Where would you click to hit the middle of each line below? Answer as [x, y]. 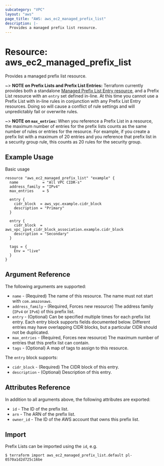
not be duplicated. [31, 332]
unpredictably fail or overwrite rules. [42, 112]
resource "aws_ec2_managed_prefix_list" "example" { [60, 178]
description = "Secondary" [41, 234]
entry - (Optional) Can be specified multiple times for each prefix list [81, 317]
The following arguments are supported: [46, 286]
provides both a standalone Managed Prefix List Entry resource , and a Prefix [82, 91]
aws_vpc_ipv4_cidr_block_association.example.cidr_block [64, 229]
